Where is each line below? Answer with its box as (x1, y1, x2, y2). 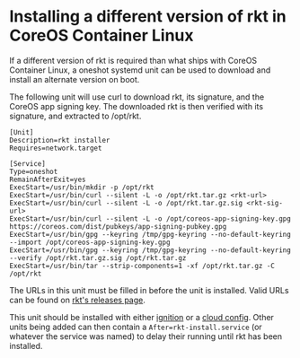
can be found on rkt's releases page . (9, 294, 146, 305)
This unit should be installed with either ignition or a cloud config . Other (9, 311, 274, 322)
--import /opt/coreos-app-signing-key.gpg (9, 238, 171, 247)
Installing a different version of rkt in (9, 6, 287, 27)
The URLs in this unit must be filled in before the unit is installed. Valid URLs (9, 284, 289, 295)
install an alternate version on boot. (9, 74, 140, 84)
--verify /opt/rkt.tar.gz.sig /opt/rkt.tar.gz (9, 253, 187, 262)
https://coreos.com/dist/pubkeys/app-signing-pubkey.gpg (9, 222, 227, 231)
